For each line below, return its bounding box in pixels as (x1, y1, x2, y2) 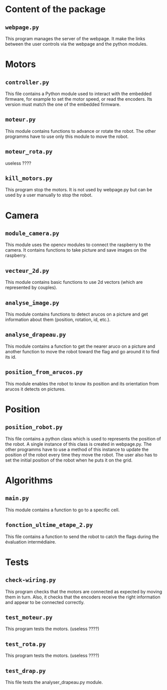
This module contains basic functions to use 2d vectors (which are (5, 279, 143, 285)
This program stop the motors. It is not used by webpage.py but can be (5, 187, 152, 193)
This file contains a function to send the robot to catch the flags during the (5, 533, 159, 540)
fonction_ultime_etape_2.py (5, 521, 93, 529)
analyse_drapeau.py (5, 331, 66, 338)
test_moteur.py (5, 614, 53, 621)
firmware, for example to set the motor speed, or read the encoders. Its (5, 96, 152, 102)
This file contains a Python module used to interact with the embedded (5, 91, 152, 97)
